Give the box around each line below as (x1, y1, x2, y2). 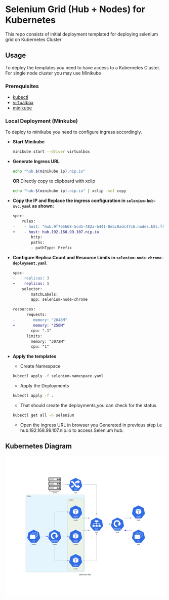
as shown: (32, 203, 54, 209)
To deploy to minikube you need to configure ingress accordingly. (5, 129, 142, 135)
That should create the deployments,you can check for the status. (20, 403, 158, 409)
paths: (31, 240, 45, 245)
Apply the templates (12, 353, 57, 359)
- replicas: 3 (12, 275, 50, 281)
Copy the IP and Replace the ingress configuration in (12, 197, 125, 204)
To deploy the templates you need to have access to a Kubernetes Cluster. (5, 64, 160, 70)
